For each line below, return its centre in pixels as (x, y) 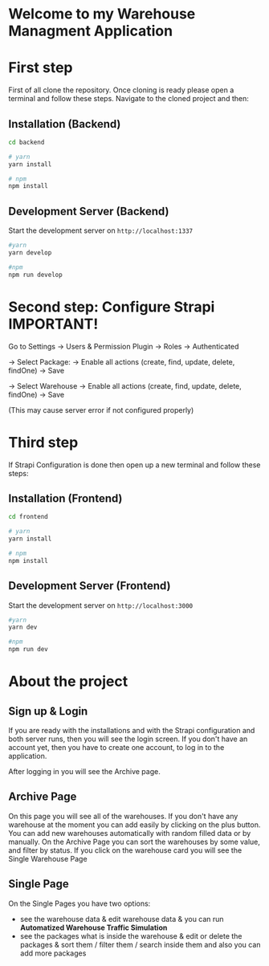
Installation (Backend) (65, 124)
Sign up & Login (48, 711)
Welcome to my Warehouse (102, 14)
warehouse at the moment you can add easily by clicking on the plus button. (134, 825)
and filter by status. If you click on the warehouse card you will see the (125, 850)
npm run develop (35, 275)
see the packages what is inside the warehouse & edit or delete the (131, 935)
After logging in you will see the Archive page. (84, 771)
